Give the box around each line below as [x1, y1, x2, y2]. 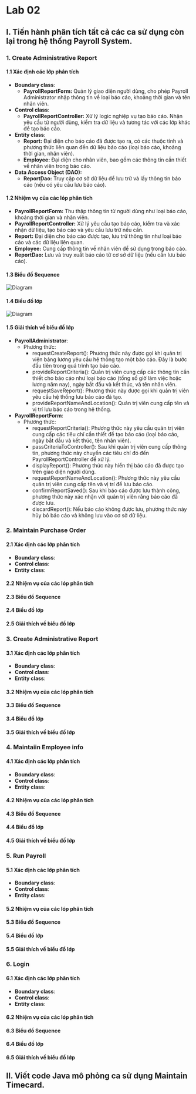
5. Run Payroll [6, 851, 46, 860]
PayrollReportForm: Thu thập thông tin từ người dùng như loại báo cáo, [14, 207, 188, 214]
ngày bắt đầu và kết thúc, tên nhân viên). [32, 437, 131, 444]
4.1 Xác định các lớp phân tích [6, 758, 80, 765]
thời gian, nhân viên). [23, 150, 75, 157]
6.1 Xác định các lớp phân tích [6, 975, 80, 982]
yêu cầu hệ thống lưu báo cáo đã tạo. [32, 393, 123, 400]
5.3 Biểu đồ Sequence [6, 918, 60, 925]
